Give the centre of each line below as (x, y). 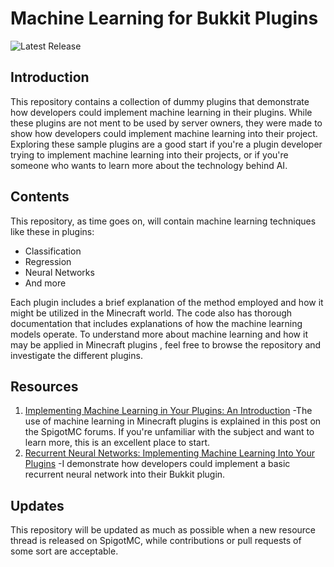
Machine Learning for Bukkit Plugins (164, 18)
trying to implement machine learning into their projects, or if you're (149, 154)
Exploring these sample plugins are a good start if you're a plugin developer (166, 144)
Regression (48, 261)
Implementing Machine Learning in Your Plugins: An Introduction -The (168, 411)
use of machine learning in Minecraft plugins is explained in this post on (173, 421)
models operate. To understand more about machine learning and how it (159, 334)
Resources (44, 386)
